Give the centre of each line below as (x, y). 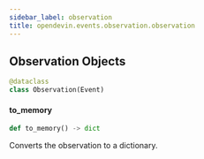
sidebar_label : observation (61, 17)
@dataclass (29, 82)
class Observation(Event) (57, 90)
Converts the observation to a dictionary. (83, 146)
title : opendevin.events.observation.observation (102, 26)
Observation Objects (68, 61)
